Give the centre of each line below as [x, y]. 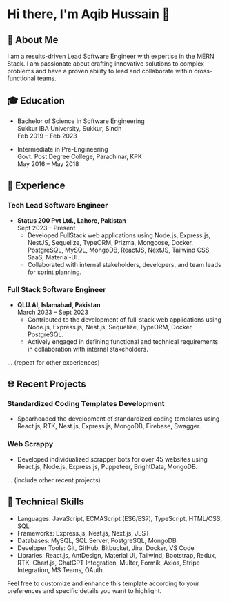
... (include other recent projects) [54, 480]
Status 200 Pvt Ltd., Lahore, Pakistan [71, 220]
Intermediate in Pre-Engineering [62, 149]
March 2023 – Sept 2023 [52, 312]
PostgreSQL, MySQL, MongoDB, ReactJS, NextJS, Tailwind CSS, [119, 250]
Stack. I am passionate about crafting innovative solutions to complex [106, 64]
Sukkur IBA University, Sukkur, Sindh [69, 128]
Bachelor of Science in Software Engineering [81, 121]
